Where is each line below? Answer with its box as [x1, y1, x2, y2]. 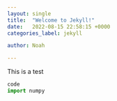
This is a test [7, 68, 44, 76]
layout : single [7, 10, 52, 17]
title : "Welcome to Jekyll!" [7, 17, 95, 24]
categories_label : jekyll [7, 29, 82, 37]
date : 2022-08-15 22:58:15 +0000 [7, 23, 111, 30]
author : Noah [7, 42, 45, 49]
